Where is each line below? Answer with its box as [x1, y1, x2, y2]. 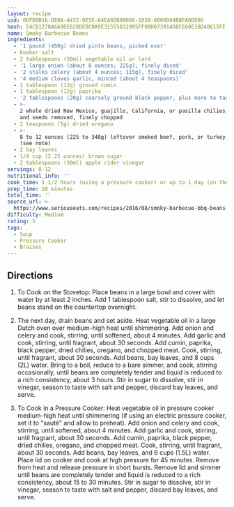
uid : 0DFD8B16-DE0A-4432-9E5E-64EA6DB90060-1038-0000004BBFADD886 [7, 17, 204, 24]
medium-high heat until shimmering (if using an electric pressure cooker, [17, 411, 227, 419]
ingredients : [7, 36, 45, 43]
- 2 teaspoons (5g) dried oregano [13, 120, 114, 128]
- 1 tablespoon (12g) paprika [13, 88, 101, 95]
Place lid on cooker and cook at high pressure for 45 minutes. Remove [17, 455, 219, 464]
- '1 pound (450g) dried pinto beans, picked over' [13, 43, 167, 50]
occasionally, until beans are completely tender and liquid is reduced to [17, 368, 222, 377]
